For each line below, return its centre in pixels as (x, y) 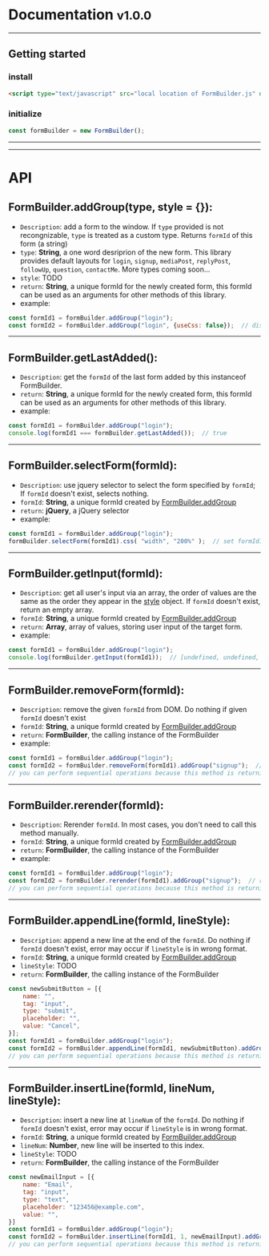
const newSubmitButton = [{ (55, 988)
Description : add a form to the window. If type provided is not (122, 227)
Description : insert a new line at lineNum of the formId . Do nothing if (132, 1120)
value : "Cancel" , (52, 1026)
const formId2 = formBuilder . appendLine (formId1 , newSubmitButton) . (125, 1048)
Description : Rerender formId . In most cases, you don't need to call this (138, 825)
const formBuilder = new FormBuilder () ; (77, 131)
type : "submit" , (50, 1011)
